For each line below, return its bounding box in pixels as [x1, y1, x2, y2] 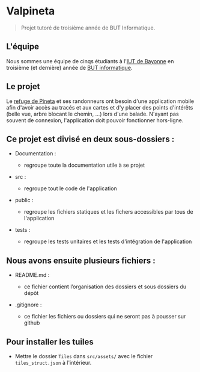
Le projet [6, 81, 40, 91]
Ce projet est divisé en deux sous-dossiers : [6, 134, 175, 144]
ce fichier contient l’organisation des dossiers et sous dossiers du [23, 283, 187, 290]
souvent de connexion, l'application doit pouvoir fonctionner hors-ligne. [6, 116, 184, 124]
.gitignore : [14, 301, 42, 308]
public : [14, 197, 34, 204]
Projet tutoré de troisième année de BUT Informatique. [20, 24, 156, 31]
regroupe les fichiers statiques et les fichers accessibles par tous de [23, 208, 193, 215]
